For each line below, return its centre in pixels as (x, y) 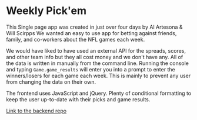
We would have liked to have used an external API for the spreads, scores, (96, 50)
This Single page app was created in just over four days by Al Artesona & (94, 27)
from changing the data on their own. (51, 82)
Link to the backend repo (36, 111)
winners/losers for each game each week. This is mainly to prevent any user (98, 76)
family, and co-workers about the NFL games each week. (76, 39)
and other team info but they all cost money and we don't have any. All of (95, 57)
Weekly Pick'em (46, 11)
